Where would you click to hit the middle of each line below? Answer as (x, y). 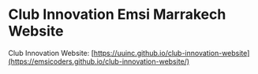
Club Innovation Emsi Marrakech (117, 15)
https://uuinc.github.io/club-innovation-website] (172, 53)
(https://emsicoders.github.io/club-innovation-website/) (99, 61)
